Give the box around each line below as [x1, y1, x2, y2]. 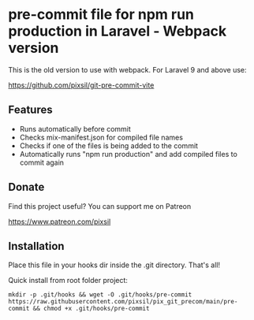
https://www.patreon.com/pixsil [8, 217, 111, 226]
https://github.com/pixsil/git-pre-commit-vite [8, 80, 155, 90]
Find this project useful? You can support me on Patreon [8, 201, 192, 210]
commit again [19, 158, 65, 167]
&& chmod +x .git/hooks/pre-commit [32, 305, 150, 313]
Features [8, 103, 53, 117]
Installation [8, 239, 65, 253]
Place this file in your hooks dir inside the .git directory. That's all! [8, 260, 221, 270]
